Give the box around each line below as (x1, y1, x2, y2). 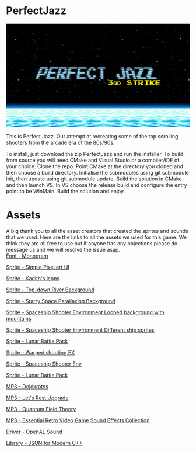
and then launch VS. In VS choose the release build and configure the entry (6, 182, 188, 189)
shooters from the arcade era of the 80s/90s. (6, 139, 115, 147)
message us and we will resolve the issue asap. (6, 246, 121, 253)
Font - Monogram (6, 252, 48, 259)
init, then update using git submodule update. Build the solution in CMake (6, 175, 182, 182)
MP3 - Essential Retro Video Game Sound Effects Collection (6, 417, 150, 424)
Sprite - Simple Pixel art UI (6, 264, 70, 271)
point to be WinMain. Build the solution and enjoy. (6, 188, 125, 195)
